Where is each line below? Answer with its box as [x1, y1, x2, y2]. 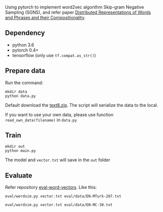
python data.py [5, 93, 36, 98]
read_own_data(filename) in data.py [5, 117, 77, 122]
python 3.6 [12, 42, 34, 48]
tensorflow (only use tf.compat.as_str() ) [12, 52, 96, 58]
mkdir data [5, 89, 27, 94]
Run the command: [5, 80, 44, 86]
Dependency [5, 29, 45, 37]
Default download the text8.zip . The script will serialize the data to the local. [5, 102, 158, 108]
